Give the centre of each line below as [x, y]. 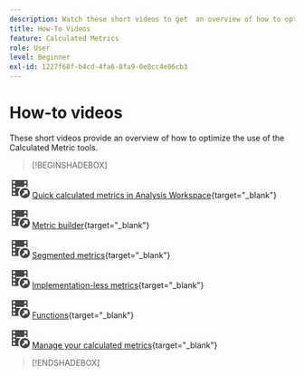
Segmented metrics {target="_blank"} [101, 255]
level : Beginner [40, 58]
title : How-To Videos [50, 29]
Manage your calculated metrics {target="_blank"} [124, 345]
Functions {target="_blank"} [83, 315]
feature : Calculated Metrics [64, 38]
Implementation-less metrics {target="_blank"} [118, 284]
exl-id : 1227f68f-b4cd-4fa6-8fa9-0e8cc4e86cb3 [99, 67]
